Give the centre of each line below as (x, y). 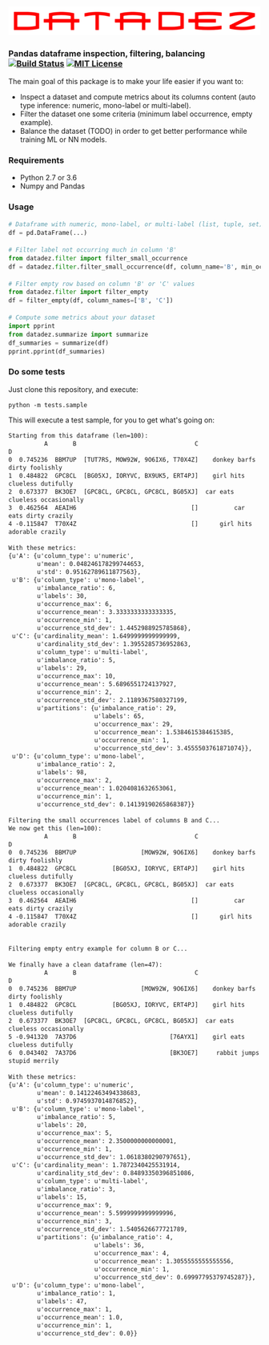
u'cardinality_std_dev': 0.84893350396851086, (116, 1173)
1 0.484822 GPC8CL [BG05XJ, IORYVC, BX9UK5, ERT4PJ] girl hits (127, 475)
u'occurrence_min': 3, (75, 1221)
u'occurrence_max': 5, (75, 1133)
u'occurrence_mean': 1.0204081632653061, (107, 788)
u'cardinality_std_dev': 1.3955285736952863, (114, 644)
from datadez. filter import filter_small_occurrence (98, 258)
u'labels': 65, (120, 716)
